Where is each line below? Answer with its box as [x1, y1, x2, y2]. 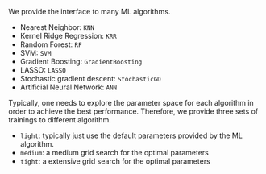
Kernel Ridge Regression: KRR [19, 31, 117, 40]
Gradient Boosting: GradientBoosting [19, 56, 143, 66]
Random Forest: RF [19, 39, 82, 49]
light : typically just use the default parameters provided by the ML [19, 130, 243, 140]
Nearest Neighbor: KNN [19, 23, 95, 31]
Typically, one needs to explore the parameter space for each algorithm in [8, 98, 254, 107]
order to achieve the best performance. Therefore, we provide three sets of [8, 106, 259, 116]
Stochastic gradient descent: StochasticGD [19, 74, 161, 83]
